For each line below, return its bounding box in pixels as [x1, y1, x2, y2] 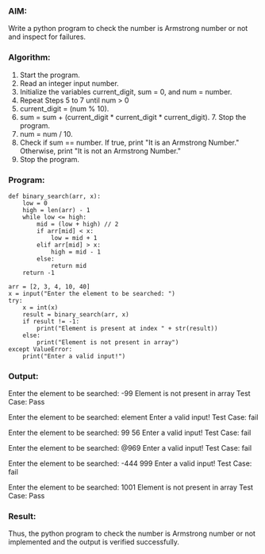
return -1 [22, 269, 56, 277]
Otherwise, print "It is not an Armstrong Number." [19, 145, 181, 156]
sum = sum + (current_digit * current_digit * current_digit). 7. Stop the [19, 112, 247, 122]
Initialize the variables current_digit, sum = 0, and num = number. [19, 87, 232, 96]
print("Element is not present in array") [36, 338, 179, 347]
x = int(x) [22, 304, 59, 312]
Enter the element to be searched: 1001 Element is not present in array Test [8, 482, 254, 492]
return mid [50, 262, 87, 269]
